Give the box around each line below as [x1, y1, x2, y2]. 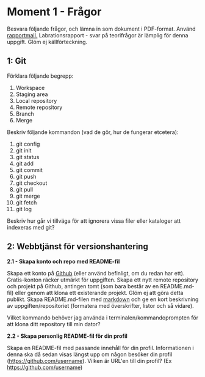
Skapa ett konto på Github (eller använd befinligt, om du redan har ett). [7, 269, 185, 277]
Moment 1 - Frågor [7, 5, 102, 19]
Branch [15, 110, 34, 118]
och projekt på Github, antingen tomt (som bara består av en [7, 282, 159, 289]
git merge [15, 192, 40, 200]
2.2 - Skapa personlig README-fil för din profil [7, 332, 128, 340]
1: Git [7, 56, 27, 66]
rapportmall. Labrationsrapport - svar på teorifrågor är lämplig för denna [7, 31, 189, 39]
